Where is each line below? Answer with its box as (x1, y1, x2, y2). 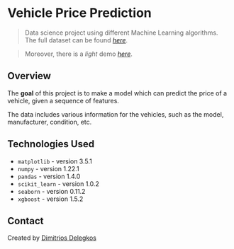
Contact (7, 214, 44, 227)
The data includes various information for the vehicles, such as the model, (7, 110, 224, 118)
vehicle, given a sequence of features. (7, 96, 119, 105)
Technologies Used (7, 138, 94, 150)
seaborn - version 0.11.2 (17, 187, 86, 195)
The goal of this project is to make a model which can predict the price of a (7, 88, 228, 97)
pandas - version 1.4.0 (17, 172, 81, 180)
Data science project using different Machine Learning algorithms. (24, 28, 218, 37)
